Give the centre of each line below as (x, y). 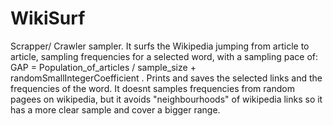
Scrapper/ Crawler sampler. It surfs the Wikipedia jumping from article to (160, 46)
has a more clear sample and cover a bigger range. (115, 109)
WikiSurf (48, 18)
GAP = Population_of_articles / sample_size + (103, 67)
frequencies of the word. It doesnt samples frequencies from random (152, 88)
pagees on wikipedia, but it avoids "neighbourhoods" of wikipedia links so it (166, 99)
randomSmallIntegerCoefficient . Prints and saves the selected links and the (166, 78)
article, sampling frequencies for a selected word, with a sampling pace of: (164, 56)
